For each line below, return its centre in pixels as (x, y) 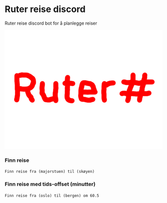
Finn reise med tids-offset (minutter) (50, 184)
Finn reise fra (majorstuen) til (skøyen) (50, 172)
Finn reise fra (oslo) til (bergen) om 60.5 (52, 195)
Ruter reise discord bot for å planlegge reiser (51, 23)
